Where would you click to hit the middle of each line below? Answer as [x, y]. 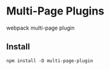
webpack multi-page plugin [40, 28]
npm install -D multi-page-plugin [50, 61]
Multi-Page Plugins [55, 11]
